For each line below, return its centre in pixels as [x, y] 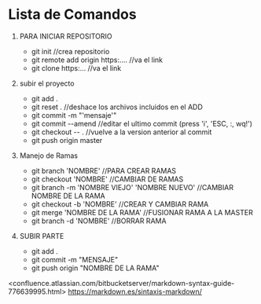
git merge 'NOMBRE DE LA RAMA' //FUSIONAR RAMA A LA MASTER [142, 212]
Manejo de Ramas [49, 156]
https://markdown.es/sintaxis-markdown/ [135, 291]
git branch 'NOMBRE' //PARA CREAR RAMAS [104, 170]
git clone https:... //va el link [76, 68]
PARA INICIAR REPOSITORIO [66, 36]
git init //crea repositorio [70, 51]
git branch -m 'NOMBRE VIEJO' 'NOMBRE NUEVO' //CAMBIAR [132, 187]
